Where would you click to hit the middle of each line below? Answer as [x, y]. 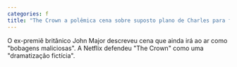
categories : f [28, 14]
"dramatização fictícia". [41, 55]
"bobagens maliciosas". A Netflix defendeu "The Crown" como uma [105, 48]
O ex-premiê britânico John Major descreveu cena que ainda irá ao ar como [117, 40]
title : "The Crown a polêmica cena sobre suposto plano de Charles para [116, 20]
